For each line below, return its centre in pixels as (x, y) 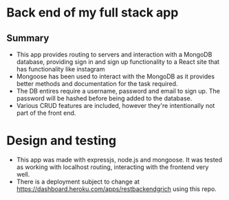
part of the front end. (46, 113)
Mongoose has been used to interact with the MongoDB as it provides (115, 76)
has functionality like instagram (61, 69)
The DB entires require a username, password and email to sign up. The (118, 91)
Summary (28, 38)
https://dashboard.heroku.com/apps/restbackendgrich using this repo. (117, 189)
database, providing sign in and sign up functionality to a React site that (118, 62)
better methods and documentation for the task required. (97, 84)
